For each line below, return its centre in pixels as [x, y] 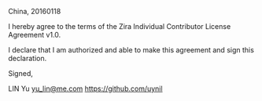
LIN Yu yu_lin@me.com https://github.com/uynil [85, 88]
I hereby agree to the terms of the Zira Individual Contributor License [120, 26]
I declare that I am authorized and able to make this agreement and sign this [131, 50]
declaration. [28, 58]
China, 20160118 [35, 11]
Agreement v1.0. [35, 35]
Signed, [20, 73]
